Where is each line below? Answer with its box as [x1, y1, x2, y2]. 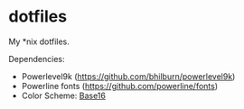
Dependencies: [8, 53, 65, 64]
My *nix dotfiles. [8, 36, 70, 47]
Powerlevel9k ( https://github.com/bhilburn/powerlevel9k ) [21, 70, 236, 82]
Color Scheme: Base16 [21, 90, 106, 101]
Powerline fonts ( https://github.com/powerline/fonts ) [21, 80, 219, 91]
